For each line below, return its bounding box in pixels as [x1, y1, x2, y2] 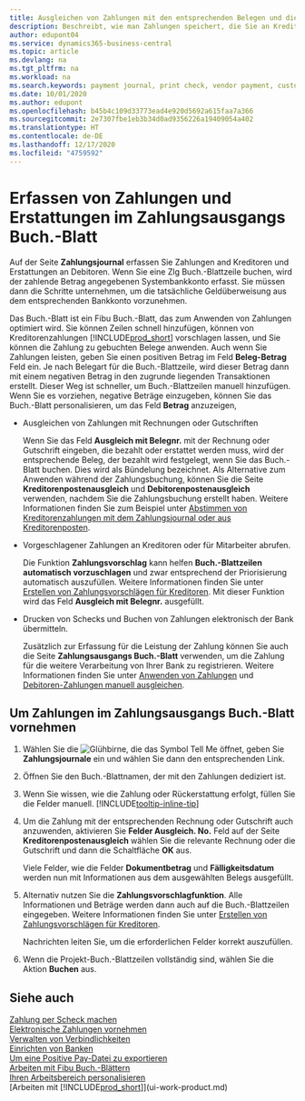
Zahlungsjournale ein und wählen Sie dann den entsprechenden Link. [22, 754, 286, 765]
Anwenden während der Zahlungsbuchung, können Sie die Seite [22, 474, 264, 485]
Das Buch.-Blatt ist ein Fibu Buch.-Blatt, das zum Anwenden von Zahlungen [9, 313, 292, 324]
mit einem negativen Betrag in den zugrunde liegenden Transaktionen [9, 370, 271, 382]
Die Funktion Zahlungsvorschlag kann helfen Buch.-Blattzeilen [22, 556, 263, 568]
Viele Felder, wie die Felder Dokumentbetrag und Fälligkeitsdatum [22, 863, 275, 874]
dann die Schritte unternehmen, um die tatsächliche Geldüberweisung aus [9, 285, 288, 296]
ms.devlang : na [9, 55, 67, 65]
